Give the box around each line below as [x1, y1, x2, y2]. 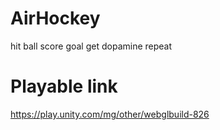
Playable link [10, 75, 118, 98]
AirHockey [10, 7, 101, 30]
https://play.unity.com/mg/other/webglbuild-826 [10, 108, 210, 120]
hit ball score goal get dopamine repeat [10, 40, 173, 52]
